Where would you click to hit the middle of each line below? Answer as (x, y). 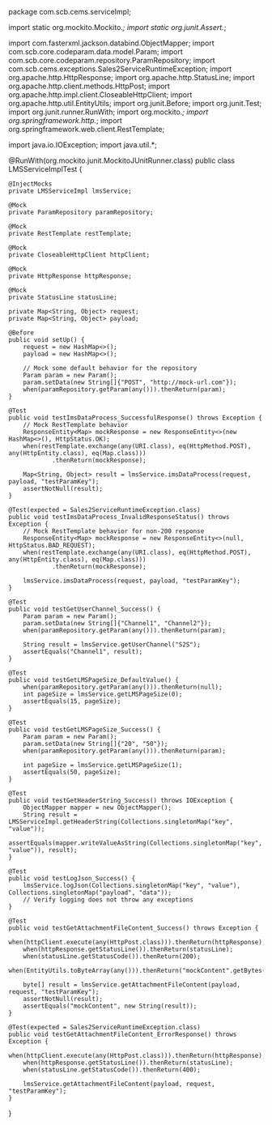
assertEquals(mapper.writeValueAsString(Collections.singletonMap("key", (136, 843)
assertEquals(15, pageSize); (72, 701)
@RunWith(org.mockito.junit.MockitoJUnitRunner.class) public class (122, 160)
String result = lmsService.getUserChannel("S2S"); (112, 645)
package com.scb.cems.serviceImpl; (70, 12)
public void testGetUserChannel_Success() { (85, 609)
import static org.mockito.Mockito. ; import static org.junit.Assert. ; (117, 27)
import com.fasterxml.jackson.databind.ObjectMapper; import (111, 43)
